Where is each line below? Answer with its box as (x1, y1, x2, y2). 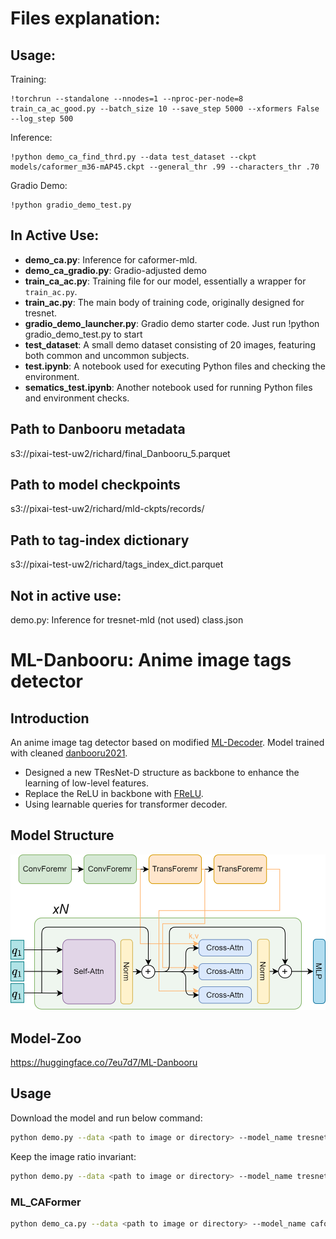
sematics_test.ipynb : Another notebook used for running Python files (24, 381, 313, 393)
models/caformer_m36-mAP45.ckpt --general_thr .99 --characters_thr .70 (10, 162, 320, 172)
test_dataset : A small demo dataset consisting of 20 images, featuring (24, 338, 316, 351)
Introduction (10, 710, 90, 727)
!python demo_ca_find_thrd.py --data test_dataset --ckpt (10, 152, 257, 162)
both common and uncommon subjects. (24, 349, 190, 361)
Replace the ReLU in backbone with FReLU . (24, 788, 204, 800)
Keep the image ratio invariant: (10, 1150, 137, 1162)
